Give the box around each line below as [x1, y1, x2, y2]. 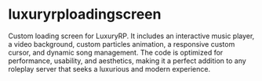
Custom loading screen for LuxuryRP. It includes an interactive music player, [8, 31, 255, 40]
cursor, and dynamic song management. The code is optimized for [8, 48, 224, 57]
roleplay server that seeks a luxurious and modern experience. [8, 64, 210, 73]
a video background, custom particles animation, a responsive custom [8, 39, 235, 48]
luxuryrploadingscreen [8, 5, 162, 23]
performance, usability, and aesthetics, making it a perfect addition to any [8, 56, 247, 65]
